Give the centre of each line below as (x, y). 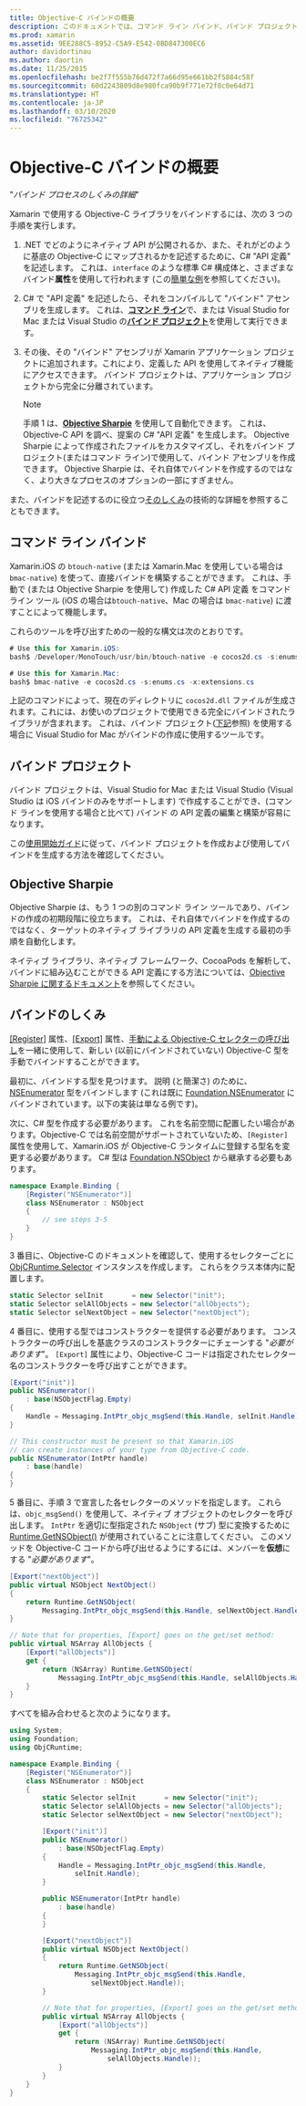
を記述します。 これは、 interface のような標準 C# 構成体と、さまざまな (158, 268)
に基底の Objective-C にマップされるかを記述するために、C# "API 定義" (157, 256)
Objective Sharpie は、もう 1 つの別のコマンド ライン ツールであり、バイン (149, 907)
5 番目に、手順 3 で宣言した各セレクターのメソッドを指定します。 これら (146, 1502)
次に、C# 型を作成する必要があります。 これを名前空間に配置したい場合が (148, 1123)
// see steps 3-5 (75, 1220)
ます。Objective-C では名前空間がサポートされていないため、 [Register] (153, 1134)
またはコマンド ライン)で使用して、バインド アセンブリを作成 (180, 458)
